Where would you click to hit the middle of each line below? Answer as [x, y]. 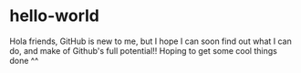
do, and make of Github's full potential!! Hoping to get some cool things [144, 50]
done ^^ [24, 60]
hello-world [55, 16]
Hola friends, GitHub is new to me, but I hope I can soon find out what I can [150, 41]
